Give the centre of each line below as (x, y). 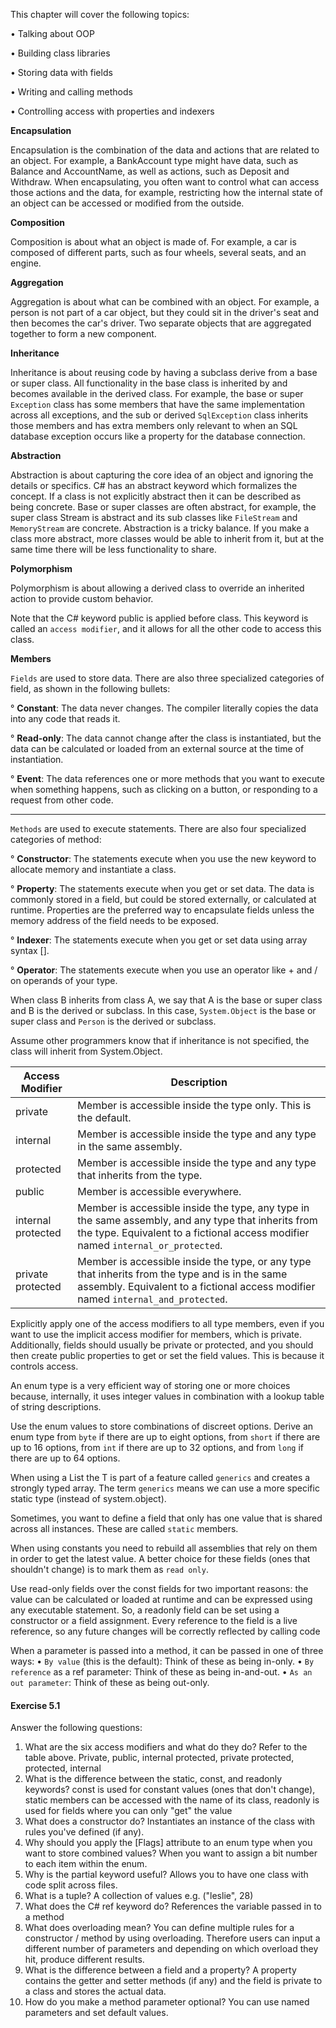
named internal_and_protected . (152, 1299)
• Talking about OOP (52, 33)
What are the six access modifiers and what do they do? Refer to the (166, 1747)
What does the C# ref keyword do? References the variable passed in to (173, 1906)
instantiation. (37, 759)
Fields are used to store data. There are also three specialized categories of (167, 678)
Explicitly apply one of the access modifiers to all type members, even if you (167, 1323)
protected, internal (63, 1768)
